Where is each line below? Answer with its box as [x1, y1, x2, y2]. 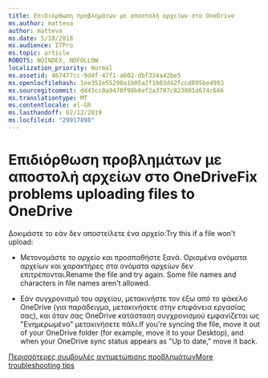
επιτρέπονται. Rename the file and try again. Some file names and [19, 270, 237, 279]
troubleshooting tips [8, 360, 75, 370]
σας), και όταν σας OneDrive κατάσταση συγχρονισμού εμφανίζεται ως [19, 311, 260, 320]
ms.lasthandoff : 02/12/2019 [8, 109, 103, 117]
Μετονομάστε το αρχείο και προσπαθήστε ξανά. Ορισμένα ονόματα [19, 252, 247, 262]
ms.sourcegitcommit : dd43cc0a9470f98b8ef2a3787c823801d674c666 [8, 86, 225, 95]
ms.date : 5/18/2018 [8, 34, 74, 43]
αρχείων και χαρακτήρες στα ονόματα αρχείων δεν [19, 261, 194, 270]
